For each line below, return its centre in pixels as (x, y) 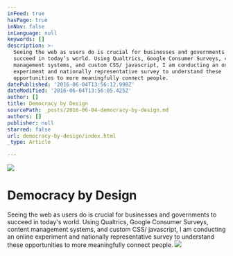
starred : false (29, 129)
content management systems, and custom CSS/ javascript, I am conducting (116, 230)
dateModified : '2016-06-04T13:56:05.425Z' (69, 91)
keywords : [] (26, 39)
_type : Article (29, 143)
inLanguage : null (32, 33)
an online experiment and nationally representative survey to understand (111, 237)
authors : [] (24, 116)
